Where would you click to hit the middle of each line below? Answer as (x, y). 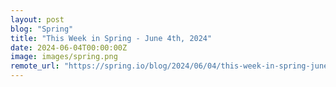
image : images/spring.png (64, 57)
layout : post (37, 19)
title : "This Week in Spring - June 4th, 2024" (111, 38)
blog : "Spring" (42, 29)
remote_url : (35, 66)
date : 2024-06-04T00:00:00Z (69, 47)
